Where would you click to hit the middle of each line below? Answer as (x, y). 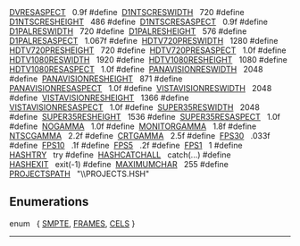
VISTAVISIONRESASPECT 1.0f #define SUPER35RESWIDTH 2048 (135, 107)
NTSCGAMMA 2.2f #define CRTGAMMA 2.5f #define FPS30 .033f (140, 136)
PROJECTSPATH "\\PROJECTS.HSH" (79, 174)
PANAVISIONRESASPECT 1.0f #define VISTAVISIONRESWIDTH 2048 (141, 88)
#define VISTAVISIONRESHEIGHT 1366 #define (99, 98)
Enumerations (49, 202)
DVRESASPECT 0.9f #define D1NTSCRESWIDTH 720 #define (127, 12)
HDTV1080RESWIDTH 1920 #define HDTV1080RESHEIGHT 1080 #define (148, 59)
